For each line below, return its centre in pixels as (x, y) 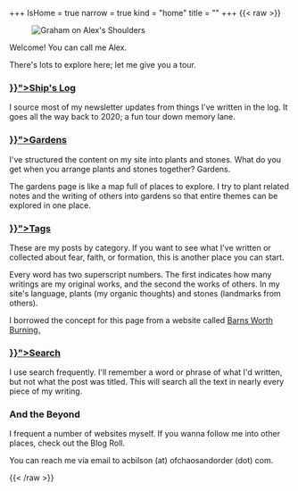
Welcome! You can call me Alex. (68, 47)
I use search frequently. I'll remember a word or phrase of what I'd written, (146, 372)
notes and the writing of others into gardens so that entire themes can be (144, 196)
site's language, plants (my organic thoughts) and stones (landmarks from (145, 293)
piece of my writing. (46, 391)
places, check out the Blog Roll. (67, 443)
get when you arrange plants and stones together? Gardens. (120, 169)
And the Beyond (45, 414)
